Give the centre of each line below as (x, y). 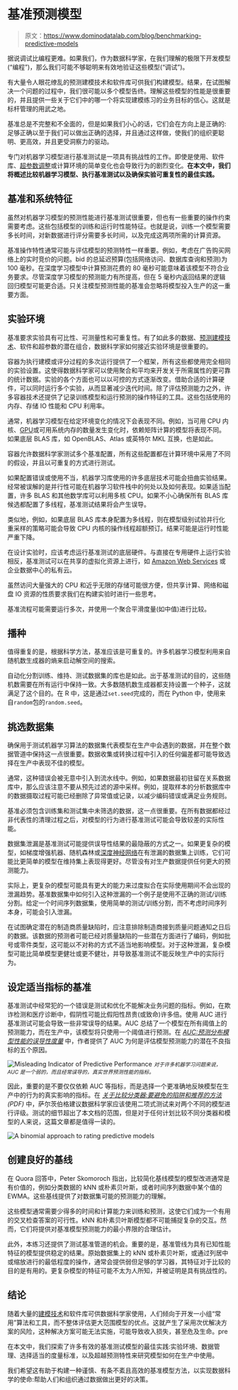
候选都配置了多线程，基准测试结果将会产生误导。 (79, 504)
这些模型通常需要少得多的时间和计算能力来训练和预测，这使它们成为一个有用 (119, 1211)
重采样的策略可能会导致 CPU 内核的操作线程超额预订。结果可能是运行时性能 (118, 528)
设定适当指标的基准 (49, 987)
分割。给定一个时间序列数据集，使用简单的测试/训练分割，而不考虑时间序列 (117, 903)
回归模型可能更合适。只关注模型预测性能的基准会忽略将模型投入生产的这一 (116, 285)
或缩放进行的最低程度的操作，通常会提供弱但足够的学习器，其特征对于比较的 (119, 1262)
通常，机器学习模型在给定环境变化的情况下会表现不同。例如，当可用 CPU (114, 421)
